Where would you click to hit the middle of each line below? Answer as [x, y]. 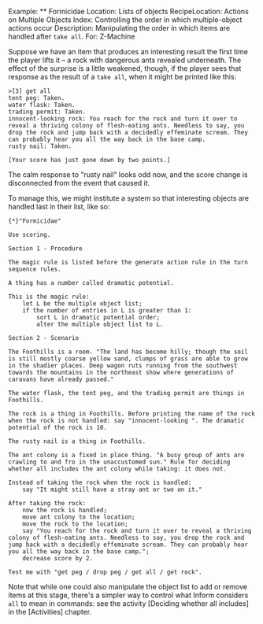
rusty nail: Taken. [40, 146]
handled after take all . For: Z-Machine [72, 36]
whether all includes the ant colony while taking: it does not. [117, 469]
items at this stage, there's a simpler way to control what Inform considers [128, 595]
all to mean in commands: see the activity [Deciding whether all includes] [129, 604]
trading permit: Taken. [47, 112]
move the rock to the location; [75, 524]
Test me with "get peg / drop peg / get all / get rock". [105, 572]
